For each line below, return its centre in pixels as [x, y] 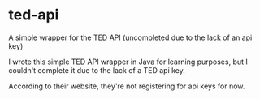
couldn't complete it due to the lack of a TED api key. [97, 70]
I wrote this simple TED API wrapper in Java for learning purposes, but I [128, 62]
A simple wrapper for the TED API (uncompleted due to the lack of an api [130, 37]
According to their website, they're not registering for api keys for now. [127, 86]
